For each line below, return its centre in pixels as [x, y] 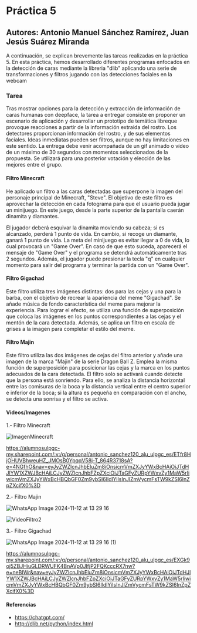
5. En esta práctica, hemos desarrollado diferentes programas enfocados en [98, 62]
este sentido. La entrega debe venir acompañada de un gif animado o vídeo [98, 146]
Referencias [21, 604]
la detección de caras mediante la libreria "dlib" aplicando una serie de [91, 68]
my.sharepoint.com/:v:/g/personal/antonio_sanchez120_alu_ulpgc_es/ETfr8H [98, 454]
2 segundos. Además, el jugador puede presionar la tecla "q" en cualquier [96, 259]
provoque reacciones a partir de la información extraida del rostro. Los [91, 127]
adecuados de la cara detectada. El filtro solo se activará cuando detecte [94, 374]
